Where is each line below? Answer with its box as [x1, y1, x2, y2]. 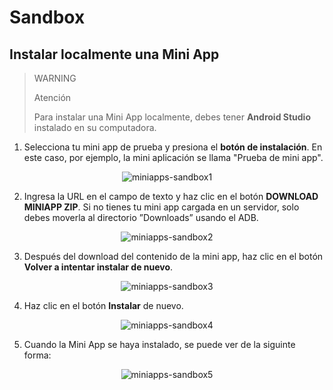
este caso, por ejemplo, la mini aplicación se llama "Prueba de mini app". [23, 152, 324, 163]
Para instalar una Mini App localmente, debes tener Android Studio [33, 111, 311, 123]
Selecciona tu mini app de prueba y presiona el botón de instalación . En [23, 141, 323, 153]
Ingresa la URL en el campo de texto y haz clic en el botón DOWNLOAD [23, 191, 319, 202]
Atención [33, 92, 72, 103]
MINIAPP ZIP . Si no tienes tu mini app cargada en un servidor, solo [23, 201, 300, 213]
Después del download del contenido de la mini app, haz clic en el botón [23, 251, 324, 262]
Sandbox [9, 6, 86, 29]
